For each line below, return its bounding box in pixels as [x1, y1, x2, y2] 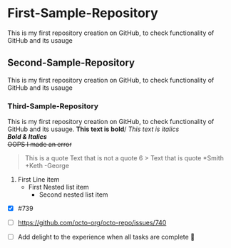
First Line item [17, 175, 60, 184]
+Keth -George [24, 162, 70, 170]
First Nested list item [28, 183, 89, 192]
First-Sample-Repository [7, 5, 158, 21]
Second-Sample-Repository [7, 57, 135, 69]
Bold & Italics [7, 133, 48, 141]
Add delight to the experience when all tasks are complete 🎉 [17, 233, 195, 242]
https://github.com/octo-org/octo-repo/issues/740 [17, 219, 167, 227]
